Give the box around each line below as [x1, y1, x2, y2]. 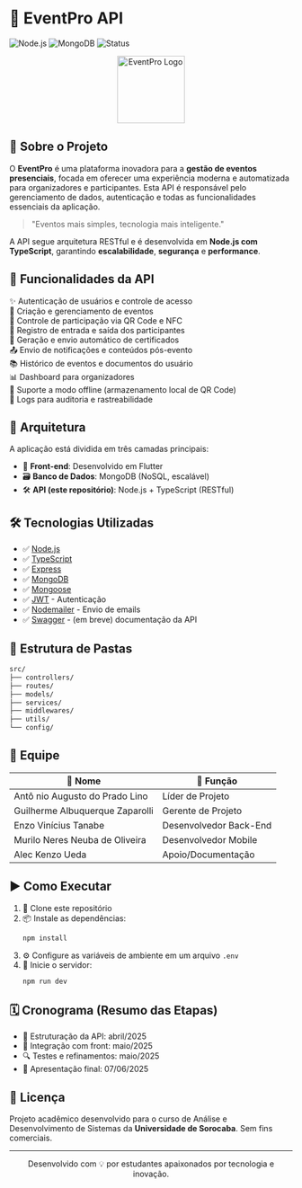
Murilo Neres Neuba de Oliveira [13, 833, 147, 846]
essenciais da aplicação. [9, 201, 101, 212]
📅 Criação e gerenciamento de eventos [9, 306, 155, 316]
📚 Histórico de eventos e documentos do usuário [9, 358, 193, 368]
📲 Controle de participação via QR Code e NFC [9, 315, 182, 326]
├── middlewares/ [9, 706, 75, 715]
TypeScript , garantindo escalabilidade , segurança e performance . [9, 245, 261, 256]
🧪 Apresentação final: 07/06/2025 [22, 1064, 149, 1075]
